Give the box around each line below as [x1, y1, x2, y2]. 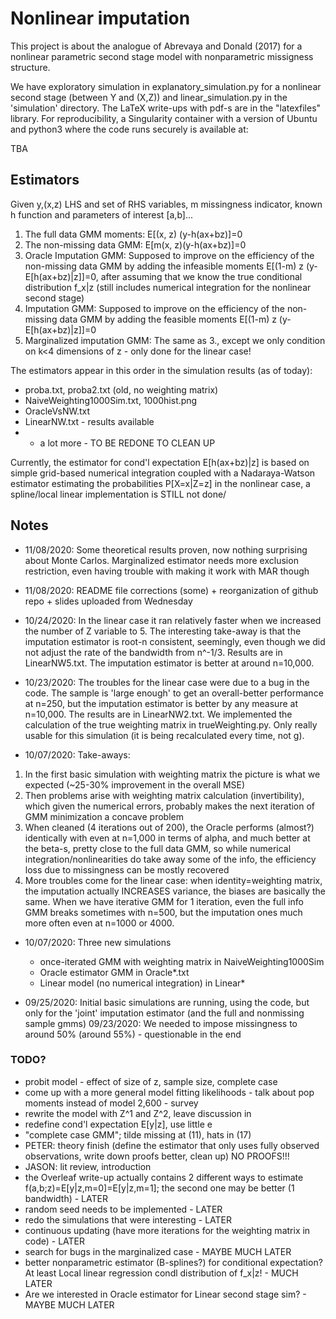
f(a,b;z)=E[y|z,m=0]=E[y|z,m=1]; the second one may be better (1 [24, 1182, 295, 1194]
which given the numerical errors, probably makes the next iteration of [24, 800, 316, 812]
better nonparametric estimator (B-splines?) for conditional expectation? [24, 1256, 323, 1268]
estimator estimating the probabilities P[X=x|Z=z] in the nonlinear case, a [10, 477, 311, 489]
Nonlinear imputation [10, 7, 191, 30]
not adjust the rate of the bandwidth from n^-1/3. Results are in [24, 646, 283, 658]
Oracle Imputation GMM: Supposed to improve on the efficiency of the [24, 249, 315, 261]
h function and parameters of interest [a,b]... [10, 208, 194, 221]
